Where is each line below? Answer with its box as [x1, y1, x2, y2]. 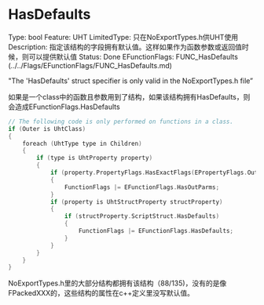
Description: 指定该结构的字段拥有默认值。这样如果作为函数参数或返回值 [8, 42, 242, 52]
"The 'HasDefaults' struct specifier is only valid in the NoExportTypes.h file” [8, 76, 254, 85]
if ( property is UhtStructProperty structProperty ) [49, 198, 223, 205]
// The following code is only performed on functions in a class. [8, 118, 234, 125]
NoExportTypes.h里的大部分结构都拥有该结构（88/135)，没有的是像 [8, 278, 227, 288]
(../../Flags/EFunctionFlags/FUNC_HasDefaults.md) [8, 60, 173, 70]
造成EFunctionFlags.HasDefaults [14, 102, 120, 111]
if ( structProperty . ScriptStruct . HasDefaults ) [64, 212, 220, 220]
